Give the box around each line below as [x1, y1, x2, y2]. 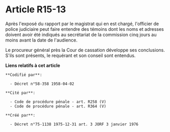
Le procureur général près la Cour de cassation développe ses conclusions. [5, 47, 165, 53]
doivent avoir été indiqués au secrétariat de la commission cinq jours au [5, 31, 157, 37]
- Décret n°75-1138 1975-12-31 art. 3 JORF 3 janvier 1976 [10, 122, 139, 127]
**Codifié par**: [5, 72, 42, 78]
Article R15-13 [5, 4, 67, 15]
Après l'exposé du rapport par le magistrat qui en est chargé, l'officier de [5, 21, 159, 27]
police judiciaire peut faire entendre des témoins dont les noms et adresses [5, 26, 164, 32]
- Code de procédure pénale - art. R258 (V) [10, 99, 107, 104]
